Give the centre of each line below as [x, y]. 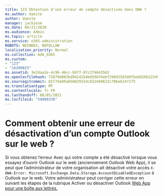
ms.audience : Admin [25, 32]
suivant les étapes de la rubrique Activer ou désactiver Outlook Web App [78, 183]
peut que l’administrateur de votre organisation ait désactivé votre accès [77, 168]
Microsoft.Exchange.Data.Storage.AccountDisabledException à [91, 173]
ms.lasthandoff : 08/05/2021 [33, 95]
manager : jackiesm [24, 23]
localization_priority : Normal [37, 50]
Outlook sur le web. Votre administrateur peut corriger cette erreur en [74, 178]
